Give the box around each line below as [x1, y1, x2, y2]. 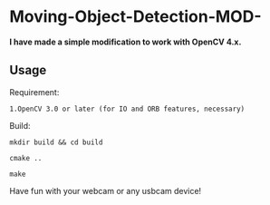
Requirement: [9, 86, 60, 97]
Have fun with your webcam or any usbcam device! [9, 185, 202, 196]
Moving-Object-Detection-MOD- [9, 6, 262, 27]
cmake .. [9, 153, 43, 162]
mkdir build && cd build [9, 138, 103, 147]
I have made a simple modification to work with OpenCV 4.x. [9, 36, 242, 47]
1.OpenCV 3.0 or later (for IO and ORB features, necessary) [9, 104, 246, 113]
